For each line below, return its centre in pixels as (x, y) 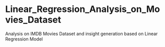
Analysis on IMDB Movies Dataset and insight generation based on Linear (81, 33)
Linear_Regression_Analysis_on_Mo (83, 9)
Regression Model (24, 39)
